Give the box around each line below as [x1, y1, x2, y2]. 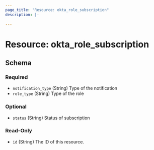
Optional [5, 103, 27, 110]
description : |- [5, 12, 39, 17]
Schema [5, 59, 32, 67]
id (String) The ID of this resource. [12, 138, 85, 144]
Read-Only [5, 127, 33, 134]
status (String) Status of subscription [12, 115, 90, 121]
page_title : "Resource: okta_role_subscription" [5, 7, 109, 13]
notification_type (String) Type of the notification [12, 85, 117, 91]
